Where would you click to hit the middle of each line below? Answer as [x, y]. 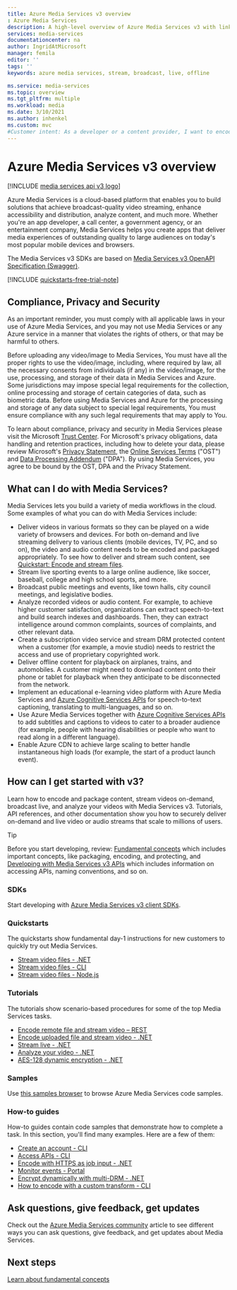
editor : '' [23, 60]
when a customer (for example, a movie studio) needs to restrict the [116, 647]
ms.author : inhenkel [38, 119]
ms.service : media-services [49, 85]
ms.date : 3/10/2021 [36, 112]
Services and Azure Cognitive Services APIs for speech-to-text [109, 699]
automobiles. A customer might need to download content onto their [117, 670]
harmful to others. [34, 342]
